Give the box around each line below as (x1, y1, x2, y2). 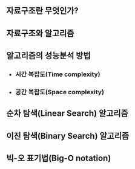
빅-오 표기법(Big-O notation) (6, 153, 111, 164)
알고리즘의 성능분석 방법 (6, 51, 91, 61)
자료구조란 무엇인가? (6, 5, 79, 16)
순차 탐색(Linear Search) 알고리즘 (6, 108, 128, 119)
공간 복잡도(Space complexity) (15, 88, 105, 97)
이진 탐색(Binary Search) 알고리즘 (6, 130, 129, 141)
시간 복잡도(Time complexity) (15, 70, 101, 78)
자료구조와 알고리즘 (6, 28, 74, 38)
